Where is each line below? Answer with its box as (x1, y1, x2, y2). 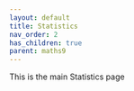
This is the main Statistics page (9, 71, 125, 82)
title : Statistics (9, 22, 78, 31)
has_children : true (9, 38, 83, 48)
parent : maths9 (9, 47, 67, 56)
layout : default (9, 13, 70, 23)
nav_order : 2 (9, 30, 58, 39)
